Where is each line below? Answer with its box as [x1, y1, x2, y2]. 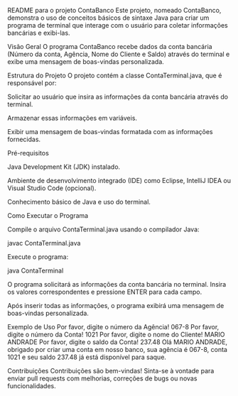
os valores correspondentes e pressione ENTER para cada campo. [7, 287, 202, 296]
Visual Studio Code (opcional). [7, 184, 97, 192]
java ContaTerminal [7, 266, 64, 275]
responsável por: [7, 79, 57, 87]
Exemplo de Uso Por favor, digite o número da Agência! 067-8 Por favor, [7, 323, 220, 331]
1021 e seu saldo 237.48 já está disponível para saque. [7, 353, 167, 361]
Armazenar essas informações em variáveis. [7, 114, 137, 122]
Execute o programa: [7, 253, 69, 261]
